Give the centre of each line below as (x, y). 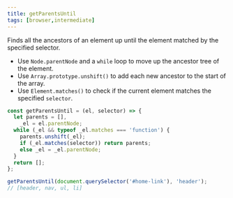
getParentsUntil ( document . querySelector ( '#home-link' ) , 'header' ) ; (107, 182)
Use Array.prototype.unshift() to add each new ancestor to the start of (122, 76)
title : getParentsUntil (42, 14)
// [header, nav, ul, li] (45, 188)
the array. (31, 83)
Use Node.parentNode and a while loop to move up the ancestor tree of (118, 61)
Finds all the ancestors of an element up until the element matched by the (113, 40)
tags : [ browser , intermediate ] (51, 20)
